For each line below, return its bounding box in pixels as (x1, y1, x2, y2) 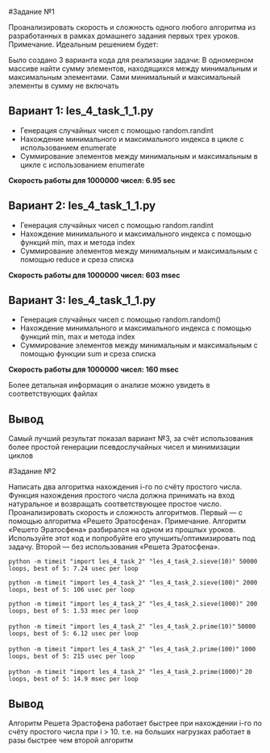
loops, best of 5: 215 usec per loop (8, 652, 135, 660)
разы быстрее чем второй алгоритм (8, 735, 134, 745)
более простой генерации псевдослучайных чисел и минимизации (8, 443, 240, 452)
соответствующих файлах (8, 389, 98, 398)
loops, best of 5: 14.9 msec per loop (8, 675, 139, 684)
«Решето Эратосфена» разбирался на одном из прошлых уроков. (8, 525, 235, 535)
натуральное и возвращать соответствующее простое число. (8, 499, 222, 509)
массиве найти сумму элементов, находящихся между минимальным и (8, 64, 258, 73)
